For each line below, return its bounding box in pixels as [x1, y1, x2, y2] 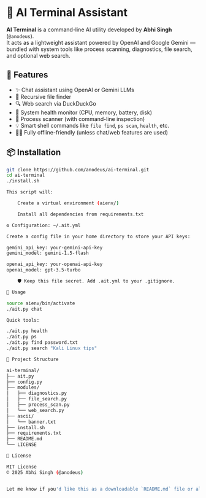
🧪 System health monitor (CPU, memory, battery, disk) [15, 109, 152, 116]
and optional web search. [6, 52, 71, 59]
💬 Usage [6, 289, 26, 295]
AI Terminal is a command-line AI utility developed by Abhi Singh [6, 26, 172, 33]
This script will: [6, 189, 53, 195]
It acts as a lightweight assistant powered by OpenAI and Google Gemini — [6, 39, 196, 46]
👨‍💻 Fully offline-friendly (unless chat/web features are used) [15, 128, 169, 136]
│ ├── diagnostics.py [6, 390, 67, 397]
